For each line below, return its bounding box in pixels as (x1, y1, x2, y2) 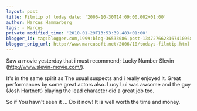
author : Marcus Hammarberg (6, 19, 72, 25)
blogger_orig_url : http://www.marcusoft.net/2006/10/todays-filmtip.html (6, 41, 191, 47)
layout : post (6, 8, 38, 15)
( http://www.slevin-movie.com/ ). (6, 63, 85, 70)
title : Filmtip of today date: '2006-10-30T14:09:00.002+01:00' (6, 14, 167, 20)
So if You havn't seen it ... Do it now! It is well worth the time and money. (6, 98, 181, 105)
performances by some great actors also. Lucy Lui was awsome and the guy (6, 81, 191, 88)
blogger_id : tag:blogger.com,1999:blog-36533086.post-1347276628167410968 (6, 36, 193, 41)
